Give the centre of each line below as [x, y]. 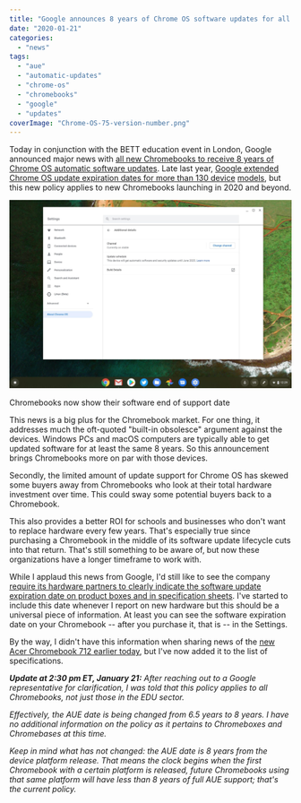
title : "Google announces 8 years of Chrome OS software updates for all [150, 19]
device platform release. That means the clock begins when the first [136, 761]
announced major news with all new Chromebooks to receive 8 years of [142, 159]
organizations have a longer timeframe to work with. [105, 559]
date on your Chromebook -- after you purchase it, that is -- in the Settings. [149, 625]
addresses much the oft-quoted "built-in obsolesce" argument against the [146, 429]
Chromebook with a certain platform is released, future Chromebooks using [149, 770]
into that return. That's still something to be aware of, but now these [134, 550]
